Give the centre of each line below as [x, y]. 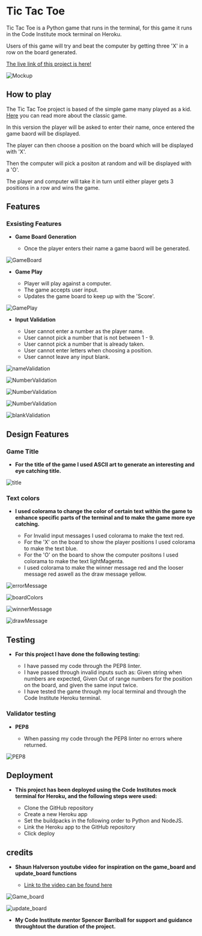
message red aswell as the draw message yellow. [85, 574]
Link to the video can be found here [68, 885]
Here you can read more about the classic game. [67, 115]
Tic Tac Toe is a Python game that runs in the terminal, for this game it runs [99, 28]
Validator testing [31, 714]
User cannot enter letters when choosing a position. [88, 351]
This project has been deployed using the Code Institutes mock [96, 790]
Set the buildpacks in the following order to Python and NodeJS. [103, 821]
